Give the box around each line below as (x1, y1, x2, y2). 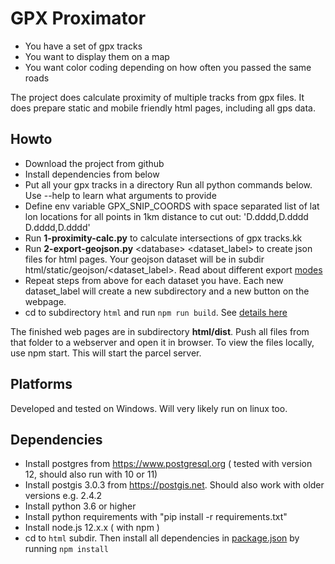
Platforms (10, 376, 73, 393)
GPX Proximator (10, 7, 147, 30)
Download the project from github (24, 157, 165, 169)
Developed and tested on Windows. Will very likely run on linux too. (10, 402, 288, 414)
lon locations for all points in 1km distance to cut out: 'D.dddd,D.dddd (24, 210, 309, 222)
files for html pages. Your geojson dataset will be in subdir (24, 253, 265, 265)
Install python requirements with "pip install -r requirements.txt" (24, 511, 288, 523)
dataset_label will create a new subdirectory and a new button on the (24, 285, 310, 297)
